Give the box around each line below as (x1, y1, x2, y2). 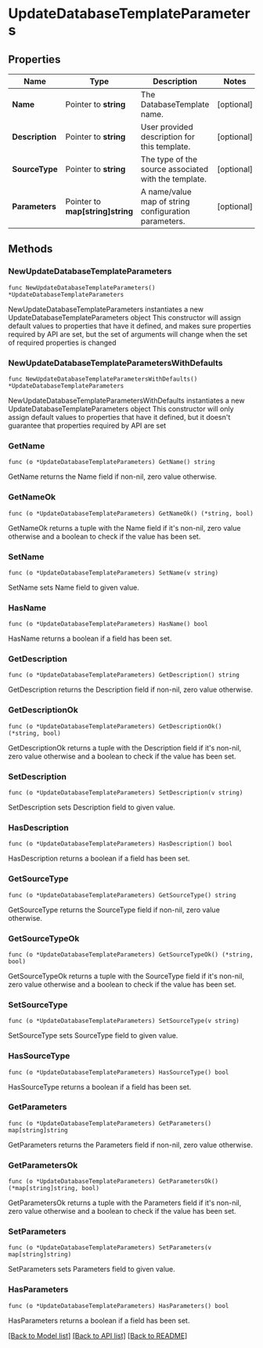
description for (140, 131, 196, 142)
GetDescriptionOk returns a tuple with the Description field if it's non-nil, (8, 743, 242, 752)
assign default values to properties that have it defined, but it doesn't (8, 412, 231, 422)
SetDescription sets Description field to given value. (8, 802, 176, 813)
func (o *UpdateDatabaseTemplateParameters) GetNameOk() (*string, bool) (8, 510, 254, 517)
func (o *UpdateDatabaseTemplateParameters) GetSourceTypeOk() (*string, (8, 951, 254, 959)
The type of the (140, 154, 198, 165)
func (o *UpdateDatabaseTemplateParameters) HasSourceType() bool (8, 1069, 229, 1076)
